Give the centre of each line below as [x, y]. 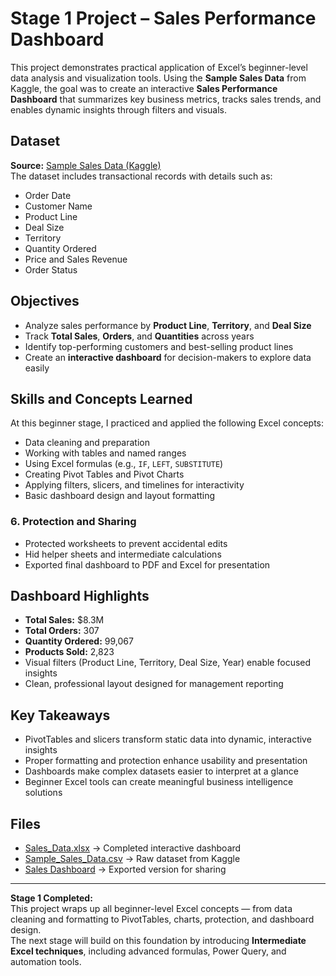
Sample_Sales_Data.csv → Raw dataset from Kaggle [132, 859]
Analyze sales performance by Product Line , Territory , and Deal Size [168, 325]
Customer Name [58, 206]
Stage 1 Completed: [51, 898]
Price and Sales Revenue [76, 259]
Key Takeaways [60, 715]
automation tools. [46, 962]
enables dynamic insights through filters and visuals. [119, 109]
